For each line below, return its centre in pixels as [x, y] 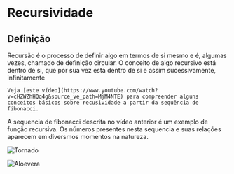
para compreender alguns [163, 96]
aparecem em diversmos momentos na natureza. [78, 137]
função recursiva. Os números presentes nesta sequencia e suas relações [115, 129]
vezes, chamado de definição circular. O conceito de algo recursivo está [112, 63]
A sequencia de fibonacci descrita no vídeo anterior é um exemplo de [108, 122]
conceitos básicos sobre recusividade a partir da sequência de [103, 103]
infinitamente [26, 78]
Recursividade [50, 13]
